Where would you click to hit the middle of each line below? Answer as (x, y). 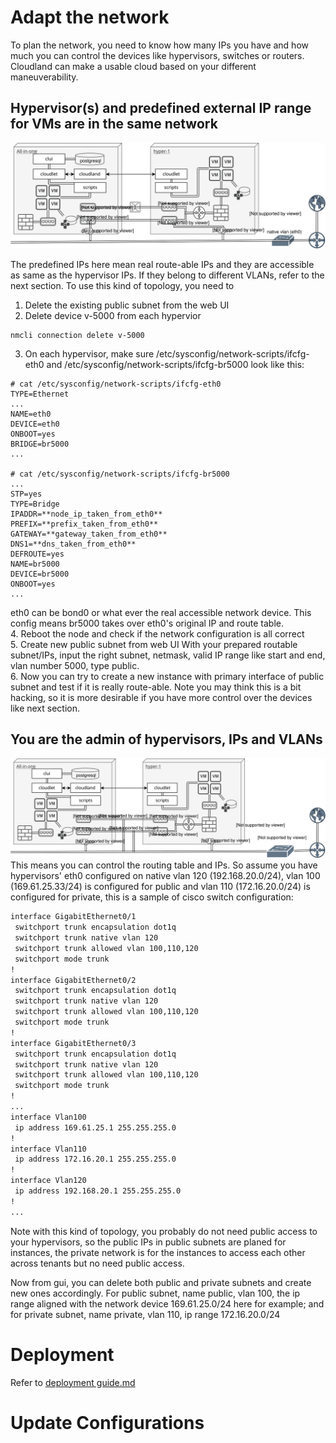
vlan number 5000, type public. (75, 666)
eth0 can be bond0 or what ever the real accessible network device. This (161, 613)
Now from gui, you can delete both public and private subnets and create (161, 1282)
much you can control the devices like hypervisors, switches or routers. (157, 55)
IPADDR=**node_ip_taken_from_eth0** (86, 514)
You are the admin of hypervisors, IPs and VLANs (166, 739)
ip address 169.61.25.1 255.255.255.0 (95, 1127)
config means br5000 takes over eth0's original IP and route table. (147, 623)
